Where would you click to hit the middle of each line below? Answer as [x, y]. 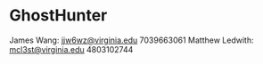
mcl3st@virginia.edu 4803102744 [71, 49]
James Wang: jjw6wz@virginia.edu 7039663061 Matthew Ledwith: [131, 40]
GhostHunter [58, 16]
